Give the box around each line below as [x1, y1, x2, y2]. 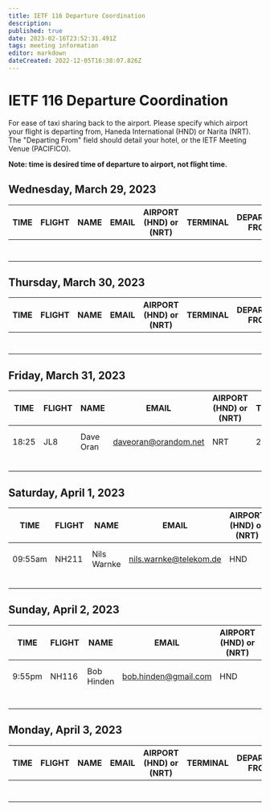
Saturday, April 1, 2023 [8, 486, 125, 499]
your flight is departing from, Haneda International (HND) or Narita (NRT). [8, 126, 252, 136]
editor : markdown [8, 49, 67, 57]
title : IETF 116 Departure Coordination [8, 11, 146, 20]
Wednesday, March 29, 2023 [8, 183, 157, 197]
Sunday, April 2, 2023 [8, 603, 120, 617]
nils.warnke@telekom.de [128, 553, 222, 565]
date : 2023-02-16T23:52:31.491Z [8, 34, 117, 43]
